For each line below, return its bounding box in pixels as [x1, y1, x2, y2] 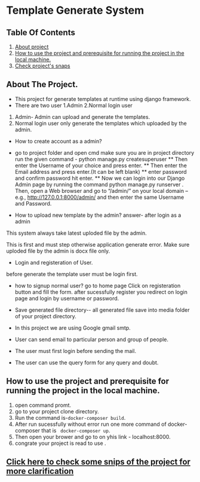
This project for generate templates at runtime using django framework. [14, 95, 191, 102]
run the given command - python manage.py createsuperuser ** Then [14, 155, 188, 162]
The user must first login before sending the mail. [14, 347, 136, 354]
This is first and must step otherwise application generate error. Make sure [6, 241, 190, 248]
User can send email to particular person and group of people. [14, 336, 169, 343]
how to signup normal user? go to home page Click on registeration [14, 282, 181, 289]
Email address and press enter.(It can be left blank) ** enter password [14, 168, 187, 175]
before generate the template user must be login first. [6, 270, 139, 278]
